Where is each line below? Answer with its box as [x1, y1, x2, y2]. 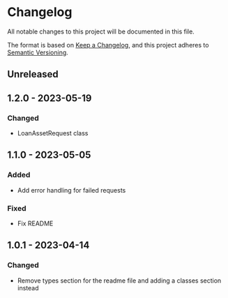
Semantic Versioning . [7, 48, 68, 57]
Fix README [17, 219, 54, 228]
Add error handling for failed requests [17, 186, 126, 194]
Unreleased [7, 68, 59, 80]
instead [17, 283, 40, 292]
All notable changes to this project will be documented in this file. [7, 27, 195, 36]
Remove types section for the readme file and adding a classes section [17, 276, 222, 285]
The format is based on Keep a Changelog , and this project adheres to [7, 40, 209, 49]
